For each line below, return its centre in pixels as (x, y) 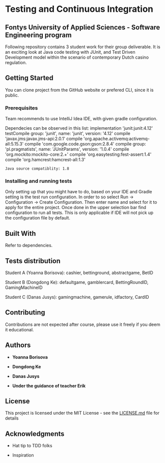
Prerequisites (21, 108)
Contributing (25, 312)
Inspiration (23, 455)
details (12, 418)
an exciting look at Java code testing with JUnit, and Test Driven (70, 52)
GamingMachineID (24, 287)
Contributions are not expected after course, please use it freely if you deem (83, 324)
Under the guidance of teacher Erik (49, 386)
